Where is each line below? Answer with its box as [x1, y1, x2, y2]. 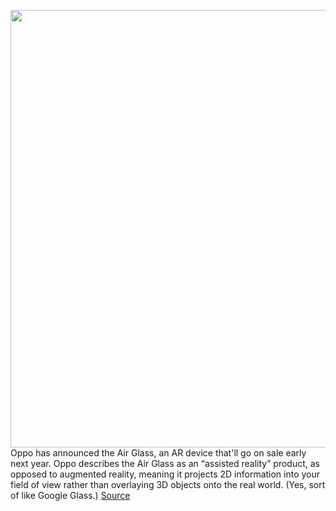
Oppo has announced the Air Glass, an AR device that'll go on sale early [10, 447, 307, 459]
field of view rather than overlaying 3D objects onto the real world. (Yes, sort [10, 479, 326, 490]
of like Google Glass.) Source [10, 490, 131, 501]
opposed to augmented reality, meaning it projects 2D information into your [10, 468, 321, 480]
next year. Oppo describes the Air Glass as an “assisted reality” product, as [10, 458, 320, 469]
